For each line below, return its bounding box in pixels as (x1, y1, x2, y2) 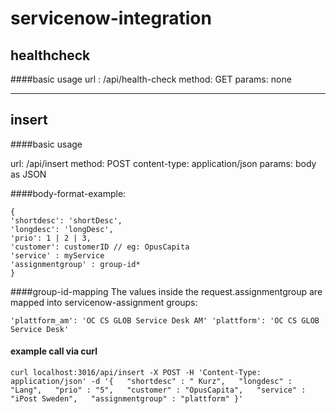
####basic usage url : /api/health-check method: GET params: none (10, 73, 292, 85)
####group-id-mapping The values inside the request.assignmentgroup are (10, 285, 323, 297)
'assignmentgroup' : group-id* (10, 259, 141, 269)
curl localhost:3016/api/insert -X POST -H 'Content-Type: (10, 368, 262, 378)
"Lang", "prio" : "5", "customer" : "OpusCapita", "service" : (10, 385, 307, 396)
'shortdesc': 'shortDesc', (10, 215, 123, 226)
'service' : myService (10, 250, 105, 261)
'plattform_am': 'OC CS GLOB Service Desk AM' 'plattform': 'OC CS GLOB (10, 315, 320, 326)
